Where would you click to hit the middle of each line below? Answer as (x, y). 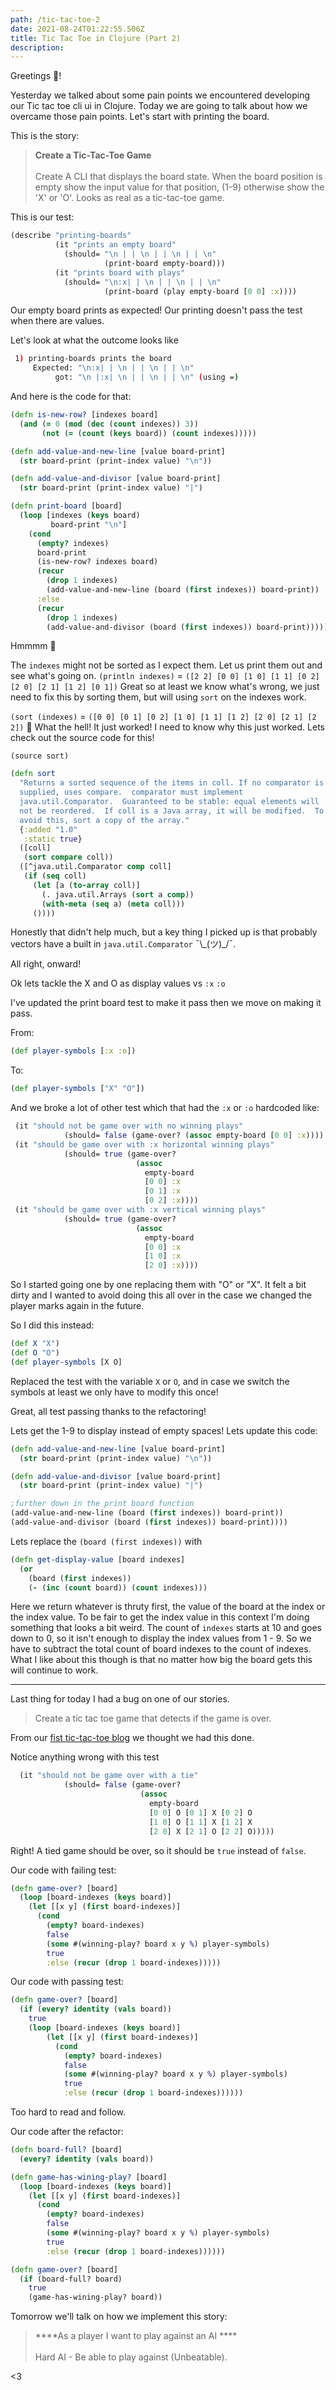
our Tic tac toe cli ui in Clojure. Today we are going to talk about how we (159, 106)
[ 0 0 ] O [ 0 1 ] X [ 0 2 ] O (200, 1812)
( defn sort (33, 774)
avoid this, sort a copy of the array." (104, 820)
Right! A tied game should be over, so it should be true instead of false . (158, 1850)
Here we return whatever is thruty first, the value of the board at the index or (168, 1607)
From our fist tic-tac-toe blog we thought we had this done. (132, 1738)
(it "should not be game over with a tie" (109, 1776)
